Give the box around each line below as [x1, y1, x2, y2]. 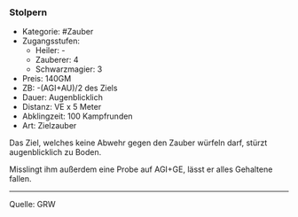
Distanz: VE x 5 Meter [21, 102, 102, 112]
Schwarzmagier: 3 [35, 64, 103, 74]
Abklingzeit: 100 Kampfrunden [21, 111, 133, 121]
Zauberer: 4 [35, 55, 79, 66]
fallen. [9, 174, 33, 184]
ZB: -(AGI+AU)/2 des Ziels [21, 82, 118, 94]
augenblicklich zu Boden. [9, 147, 102, 158]
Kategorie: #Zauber [21, 27, 94, 37]
